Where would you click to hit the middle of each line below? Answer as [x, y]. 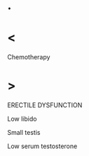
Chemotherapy [29, 57]
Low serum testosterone [42, 146]
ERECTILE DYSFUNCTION [45, 105]
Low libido [22, 119]
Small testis [24, 133]
